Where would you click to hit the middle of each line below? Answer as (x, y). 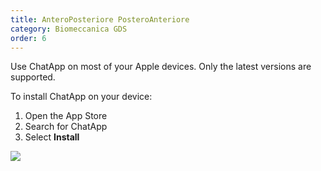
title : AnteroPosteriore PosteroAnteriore (100, 19)
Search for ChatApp (66, 127)
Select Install (52, 137)
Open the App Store (66, 116)
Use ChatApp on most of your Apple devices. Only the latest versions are (161, 67)
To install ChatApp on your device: (81, 97)
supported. (33, 77)
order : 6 (28, 38)
